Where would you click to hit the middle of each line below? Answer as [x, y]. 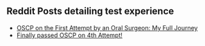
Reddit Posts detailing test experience [90, 11]
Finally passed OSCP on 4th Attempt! [69, 35]
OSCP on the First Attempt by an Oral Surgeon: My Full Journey [107, 27]
